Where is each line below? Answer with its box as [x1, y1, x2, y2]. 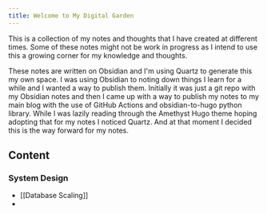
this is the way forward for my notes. [8, 125, 130, 135]
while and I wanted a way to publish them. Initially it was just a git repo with [8, 83, 256, 93]
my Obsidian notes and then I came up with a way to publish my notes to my [8, 91, 260, 101]
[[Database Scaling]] [19, 191, 89, 200]
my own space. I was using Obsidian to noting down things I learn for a [8, 74, 242, 84]
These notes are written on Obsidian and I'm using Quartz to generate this [8, 65, 253, 76]
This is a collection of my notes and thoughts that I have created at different [8, 34, 258, 43]
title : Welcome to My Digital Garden [8, 11, 134, 20]
